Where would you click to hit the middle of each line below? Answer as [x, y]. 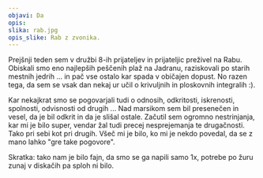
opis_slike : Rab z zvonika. [54, 37]
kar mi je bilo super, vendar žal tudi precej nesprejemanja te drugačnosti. [126, 125]
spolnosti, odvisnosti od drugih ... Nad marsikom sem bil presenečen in [124, 109]
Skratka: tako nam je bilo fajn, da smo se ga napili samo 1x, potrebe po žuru [131, 158]
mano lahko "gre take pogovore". [62, 142]
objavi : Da [26, 15]
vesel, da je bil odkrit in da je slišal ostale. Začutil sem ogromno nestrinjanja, [131, 117]
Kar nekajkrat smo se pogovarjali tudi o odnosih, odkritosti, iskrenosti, [122, 100]
